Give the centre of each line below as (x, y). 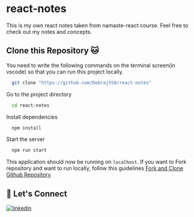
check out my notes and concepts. (49, 31)
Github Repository (29, 175)
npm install (27, 128)
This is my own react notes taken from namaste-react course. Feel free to (97, 25)
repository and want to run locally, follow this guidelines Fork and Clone (95, 168)
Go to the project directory (39, 94)
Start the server (26, 139)
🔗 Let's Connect (37, 194)
